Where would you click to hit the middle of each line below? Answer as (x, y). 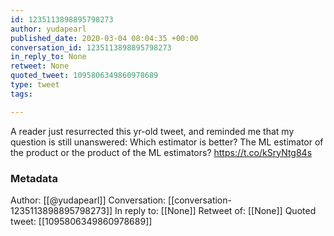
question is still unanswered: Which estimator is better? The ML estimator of (167, 142)
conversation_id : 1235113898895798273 (91, 47)
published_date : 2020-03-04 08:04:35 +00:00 (104, 38)
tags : (21, 94)
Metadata (34, 178)
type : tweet (35, 85)
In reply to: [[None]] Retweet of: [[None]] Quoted (215, 210)
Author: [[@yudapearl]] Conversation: (88, 200)
